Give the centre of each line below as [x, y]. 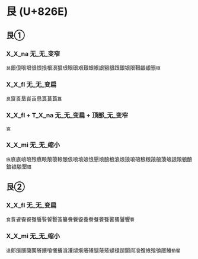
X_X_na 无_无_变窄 [33, 53]
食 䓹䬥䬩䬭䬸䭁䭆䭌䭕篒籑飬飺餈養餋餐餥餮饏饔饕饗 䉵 [70, 219]
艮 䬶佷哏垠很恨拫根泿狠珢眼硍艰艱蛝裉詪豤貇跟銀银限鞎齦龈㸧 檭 [83, 68]
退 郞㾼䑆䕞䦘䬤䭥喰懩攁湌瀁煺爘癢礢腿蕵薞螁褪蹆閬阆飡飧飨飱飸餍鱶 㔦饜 [93, 250]
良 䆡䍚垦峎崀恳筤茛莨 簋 [34, 98]
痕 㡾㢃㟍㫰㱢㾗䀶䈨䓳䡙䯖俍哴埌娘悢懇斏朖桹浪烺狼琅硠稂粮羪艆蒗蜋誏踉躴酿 [99, 159]
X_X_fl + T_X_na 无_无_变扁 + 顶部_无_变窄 [67, 116]
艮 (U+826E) [37, 12]
